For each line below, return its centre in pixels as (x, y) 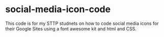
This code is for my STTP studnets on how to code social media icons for (82, 23)
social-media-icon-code (58, 9)
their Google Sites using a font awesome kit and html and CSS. (71, 28)
